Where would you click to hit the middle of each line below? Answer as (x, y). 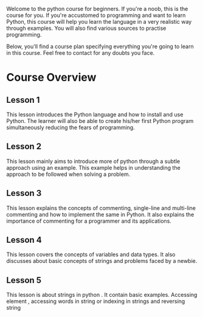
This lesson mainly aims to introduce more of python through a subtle (93, 161)
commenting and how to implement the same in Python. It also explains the (100, 214)
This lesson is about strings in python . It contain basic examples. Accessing (102, 295)
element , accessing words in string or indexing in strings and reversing (96, 301)
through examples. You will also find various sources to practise (86, 28)
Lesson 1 (23, 100)
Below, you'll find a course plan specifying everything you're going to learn (100, 46)
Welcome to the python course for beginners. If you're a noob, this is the (97, 9)
